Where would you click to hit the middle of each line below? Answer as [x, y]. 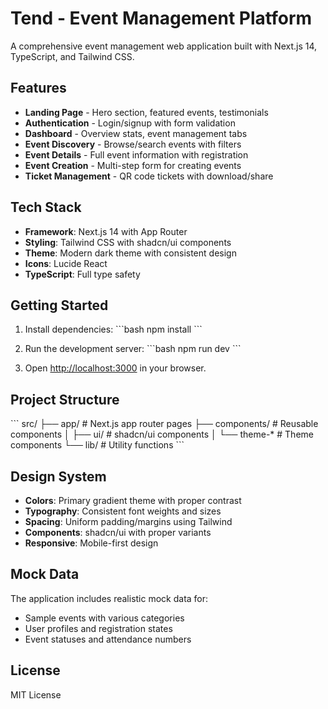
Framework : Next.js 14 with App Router [106, 231]
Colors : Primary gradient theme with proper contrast [133, 500]
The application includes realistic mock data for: [109, 598]
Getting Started [59, 305]
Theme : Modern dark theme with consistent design [130, 253]
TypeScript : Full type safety [82, 274]
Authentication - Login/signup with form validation [130, 123]
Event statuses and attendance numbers [108, 639]
